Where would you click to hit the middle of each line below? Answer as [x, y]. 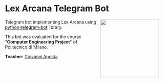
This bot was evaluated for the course [43, 37]
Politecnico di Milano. [27, 47]
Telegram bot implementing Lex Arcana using [51, 22]
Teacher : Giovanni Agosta [31, 56]
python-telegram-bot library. [34, 27]
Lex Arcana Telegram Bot [57, 9]
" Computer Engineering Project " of [41, 41]
